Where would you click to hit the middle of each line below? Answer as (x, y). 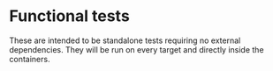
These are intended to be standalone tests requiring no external (125, 40)
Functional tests (69, 16)
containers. (30, 59)
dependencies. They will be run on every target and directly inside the (136, 49)
